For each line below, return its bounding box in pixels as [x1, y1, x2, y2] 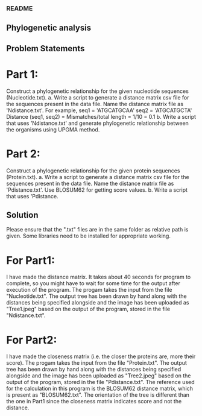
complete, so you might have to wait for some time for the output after [6, 280, 181, 287]
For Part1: [6, 253, 55, 267]
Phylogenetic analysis [6, 23, 92, 33]
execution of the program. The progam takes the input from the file [6, 286, 172, 294]
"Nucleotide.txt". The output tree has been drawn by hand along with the [6, 292, 187, 300]
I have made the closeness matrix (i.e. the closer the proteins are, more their [6, 353, 196, 360]
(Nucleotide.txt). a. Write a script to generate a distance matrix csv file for [6, 93, 189, 101]
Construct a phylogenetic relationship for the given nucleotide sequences [6, 87, 189, 95]
